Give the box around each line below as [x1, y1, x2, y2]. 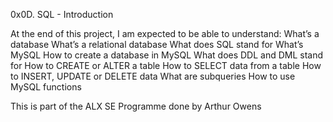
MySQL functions [10, 81, 82, 93]
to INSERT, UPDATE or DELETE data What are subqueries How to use [10, 70, 296, 82]
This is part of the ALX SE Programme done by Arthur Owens [10, 100, 262, 112]
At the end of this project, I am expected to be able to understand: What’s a [10, 28, 320, 39]
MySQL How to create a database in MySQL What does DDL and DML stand [10, 49, 324, 61]
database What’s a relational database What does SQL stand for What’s [10, 39, 304, 50]
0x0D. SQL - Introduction [10, 9, 114, 20]
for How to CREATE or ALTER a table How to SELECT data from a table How [10, 60, 322, 71]
